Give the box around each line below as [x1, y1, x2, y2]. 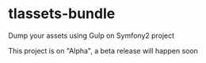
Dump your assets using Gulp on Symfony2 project [8, 31, 175, 40]
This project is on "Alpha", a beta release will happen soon [8, 46, 198, 55]
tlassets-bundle [8, 5, 116, 23]
